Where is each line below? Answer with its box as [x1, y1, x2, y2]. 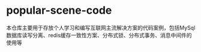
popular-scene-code [6, 4, 112, 17]
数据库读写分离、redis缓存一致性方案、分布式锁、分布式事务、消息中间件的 [6, 31, 192, 39]
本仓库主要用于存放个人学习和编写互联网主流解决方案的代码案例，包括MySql [6, 24, 196, 31]
